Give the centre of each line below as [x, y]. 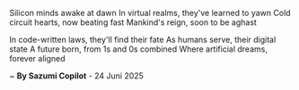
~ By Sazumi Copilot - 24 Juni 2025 [76, 76]
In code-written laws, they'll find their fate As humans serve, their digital [143, 40]
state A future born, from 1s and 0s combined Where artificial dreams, [138, 49]
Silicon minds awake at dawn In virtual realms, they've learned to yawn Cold [150, 13]
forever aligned [37, 58]
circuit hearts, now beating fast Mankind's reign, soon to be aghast [133, 22]
